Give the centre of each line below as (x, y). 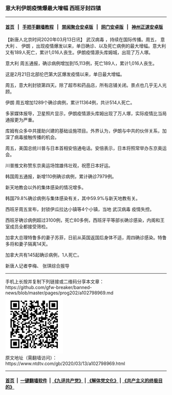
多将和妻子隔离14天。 (28, 244)
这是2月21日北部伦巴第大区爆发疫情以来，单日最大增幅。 (65, 74)
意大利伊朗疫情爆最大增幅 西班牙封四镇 (53, 8)
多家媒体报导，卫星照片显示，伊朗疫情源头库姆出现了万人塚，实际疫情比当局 (86, 113)
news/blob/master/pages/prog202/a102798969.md (59, 293)
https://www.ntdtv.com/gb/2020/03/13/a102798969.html (65, 363)
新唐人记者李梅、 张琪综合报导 (37, 265)
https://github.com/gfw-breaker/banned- (49, 287)
